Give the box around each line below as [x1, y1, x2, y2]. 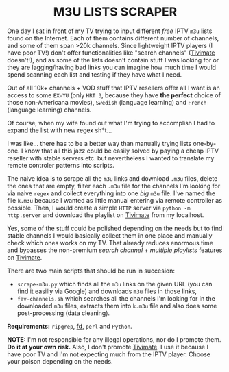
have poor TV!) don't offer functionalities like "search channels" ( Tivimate [7, 49, 215, 57]
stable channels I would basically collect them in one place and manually [7, 231, 213, 240]
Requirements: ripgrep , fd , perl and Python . [7, 322, 132, 330]
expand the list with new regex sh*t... [7, 126, 112, 134]
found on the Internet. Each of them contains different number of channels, [7, 34, 219, 42]
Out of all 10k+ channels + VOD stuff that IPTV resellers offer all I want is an [7, 84, 221, 92]
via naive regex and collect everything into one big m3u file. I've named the [7, 189, 216, 197]
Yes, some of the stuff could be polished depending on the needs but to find [7, 224, 223, 232]
